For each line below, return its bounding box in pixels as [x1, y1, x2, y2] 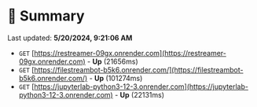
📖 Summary [7, 7, 85, 25]
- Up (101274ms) [89, 73, 143, 83]
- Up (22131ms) [114, 90, 165, 99]
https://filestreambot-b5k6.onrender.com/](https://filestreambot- [34, 65, 244, 74]
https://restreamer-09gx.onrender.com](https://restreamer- [34, 48, 227, 57]
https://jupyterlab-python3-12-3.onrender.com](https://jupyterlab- [34, 82, 249, 91]
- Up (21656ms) [86, 57, 138, 66]
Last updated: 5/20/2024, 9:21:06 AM [7, 33, 133, 42]
